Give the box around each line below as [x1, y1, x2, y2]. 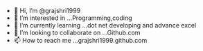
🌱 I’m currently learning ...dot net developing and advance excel [13, 21, 197, 29]
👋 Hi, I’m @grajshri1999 [13, 7, 81, 14]
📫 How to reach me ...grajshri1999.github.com [13, 37, 148, 44]
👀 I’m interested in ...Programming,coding [13, 14, 133, 22]
